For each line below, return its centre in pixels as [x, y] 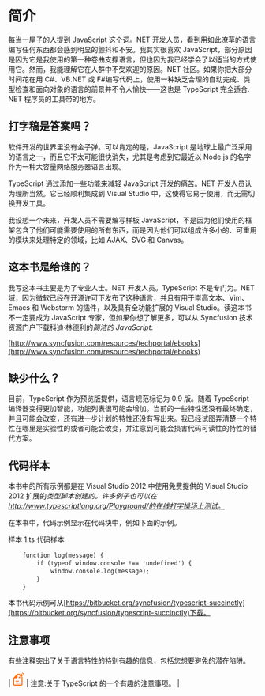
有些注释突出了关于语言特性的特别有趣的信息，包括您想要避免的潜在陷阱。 [129, 660]
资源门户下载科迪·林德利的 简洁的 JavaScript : [81, 327]
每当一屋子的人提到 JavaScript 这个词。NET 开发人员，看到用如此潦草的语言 [132, 40]
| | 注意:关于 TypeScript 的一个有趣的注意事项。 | [94, 683]
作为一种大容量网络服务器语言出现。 [67, 166]
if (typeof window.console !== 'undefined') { [114, 564]
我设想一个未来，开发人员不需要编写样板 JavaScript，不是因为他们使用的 [127, 220]
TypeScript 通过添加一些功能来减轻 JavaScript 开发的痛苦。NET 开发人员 [127, 183]
